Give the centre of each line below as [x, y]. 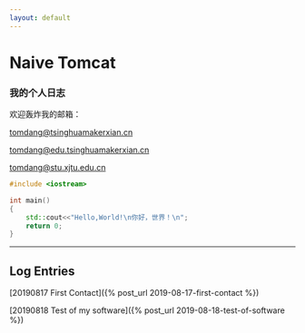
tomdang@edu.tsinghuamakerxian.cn [79, 150]
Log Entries [42, 271]
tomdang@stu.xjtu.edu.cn [58, 168]
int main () [30, 201]
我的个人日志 [38, 93]
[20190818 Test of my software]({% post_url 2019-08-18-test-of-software [148, 310]
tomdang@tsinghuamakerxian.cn [71, 132]
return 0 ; [44, 226]
